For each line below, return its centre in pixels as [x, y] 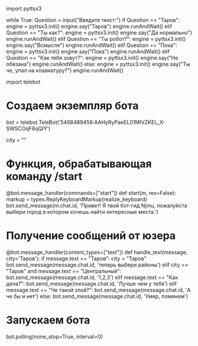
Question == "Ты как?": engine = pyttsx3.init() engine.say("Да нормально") [99, 33]
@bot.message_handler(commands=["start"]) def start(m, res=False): [91, 193]
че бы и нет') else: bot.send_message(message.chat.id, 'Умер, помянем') [97, 296]
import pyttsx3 [24, 9]
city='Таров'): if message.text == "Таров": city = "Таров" [76, 258]
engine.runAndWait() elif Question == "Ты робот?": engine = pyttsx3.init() [96, 39]
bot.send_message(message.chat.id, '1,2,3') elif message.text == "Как [92, 277]
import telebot [23, 82]
